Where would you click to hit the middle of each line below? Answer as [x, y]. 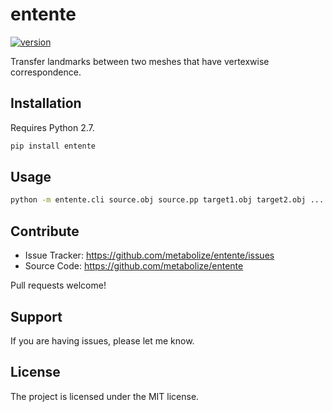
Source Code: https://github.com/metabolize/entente [134, 266]
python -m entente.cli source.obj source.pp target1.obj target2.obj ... [167, 200]
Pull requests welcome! [58, 285]
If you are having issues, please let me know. [102, 340]
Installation [46, 103]
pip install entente [53, 146]
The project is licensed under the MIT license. [105, 396]
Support [36, 316]
